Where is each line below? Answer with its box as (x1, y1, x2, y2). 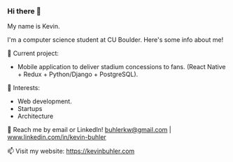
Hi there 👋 (7, 6, 42, 16)
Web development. (17, 97, 72, 105)
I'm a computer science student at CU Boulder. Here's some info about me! (7, 36, 224, 44)
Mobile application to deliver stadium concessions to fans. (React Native (17, 63, 226, 71)
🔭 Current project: (7, 49, 59, 58)
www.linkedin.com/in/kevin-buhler (7, 133, 106, 142)
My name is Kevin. (7, 22, 61, 31)
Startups (17, 105, 43, 113)
